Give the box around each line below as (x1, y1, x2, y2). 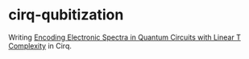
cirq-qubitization (8, 6, 124, 24)
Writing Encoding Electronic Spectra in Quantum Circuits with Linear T (8, 32, 242, 42)
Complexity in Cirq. (8, 40, 73, 50)
